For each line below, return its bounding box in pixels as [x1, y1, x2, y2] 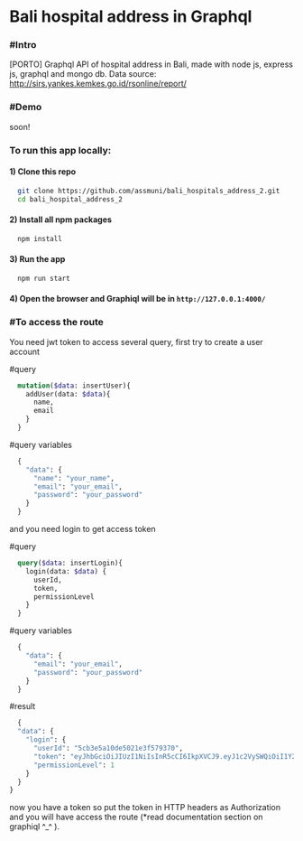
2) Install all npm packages [9, 214, 113, 225]
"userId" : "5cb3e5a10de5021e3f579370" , [32, 743, 183, 753]
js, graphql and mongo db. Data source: [9, 69, 157, 79]
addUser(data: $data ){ [25, 389, 111, 398]
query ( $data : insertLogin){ [17, 558, 124, 568]
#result [9, 701, 36, 712]
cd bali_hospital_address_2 [17, 194, 124, 204]
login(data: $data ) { [25, 566, 106, 575]
